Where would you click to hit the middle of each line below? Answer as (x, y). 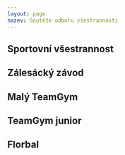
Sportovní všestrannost (61, 49)
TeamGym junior (44, 121)
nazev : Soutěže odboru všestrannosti (63, 20)
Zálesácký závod (46, 73)
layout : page (26, 14)
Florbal (23, 145)
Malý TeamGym (43, 97)
